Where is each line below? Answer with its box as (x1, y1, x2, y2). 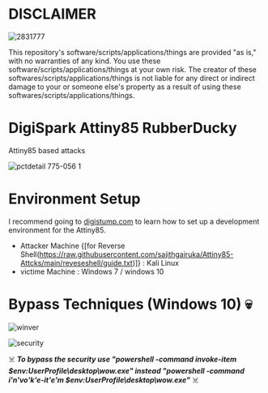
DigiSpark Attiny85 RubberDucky (8, 119, 237, 138)
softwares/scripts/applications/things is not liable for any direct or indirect (8, 73, 255, 83)
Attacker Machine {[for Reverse (19, 241, 125, 250)
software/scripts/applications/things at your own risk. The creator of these (8, 64, 257, 74)
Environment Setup (8, 190, 141, 208)
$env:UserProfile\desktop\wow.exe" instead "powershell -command (8, 365, 245, 375)
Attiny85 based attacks (8, 145, 86, 155)
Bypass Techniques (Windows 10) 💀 (8, 295, 253, 313)
